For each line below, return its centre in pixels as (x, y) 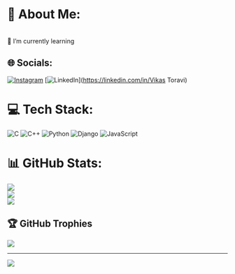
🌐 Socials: (30, 63)
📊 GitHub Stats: (55, 163)
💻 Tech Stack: (50, 109)
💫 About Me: (44, 14)
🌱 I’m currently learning (41, 41)
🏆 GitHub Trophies (50, 224)
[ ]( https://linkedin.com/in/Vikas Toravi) (116, 80)
